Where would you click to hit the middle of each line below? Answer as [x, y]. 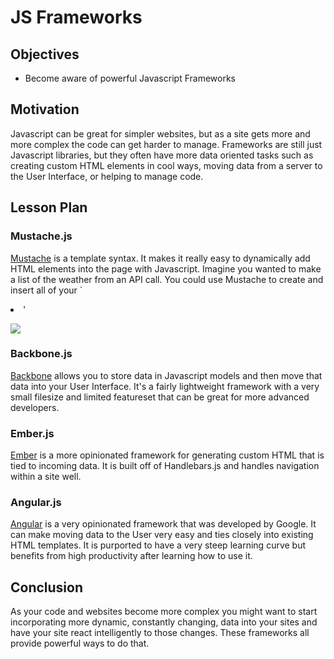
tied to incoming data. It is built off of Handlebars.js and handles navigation [165, 466]
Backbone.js [41, 354]
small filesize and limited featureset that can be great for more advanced [160, 397]
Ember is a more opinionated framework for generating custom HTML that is [167, 455]
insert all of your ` [46, 290]
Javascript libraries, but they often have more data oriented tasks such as [162, 155]
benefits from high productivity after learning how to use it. [131, 556]
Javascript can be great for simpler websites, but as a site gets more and [160, 133]
